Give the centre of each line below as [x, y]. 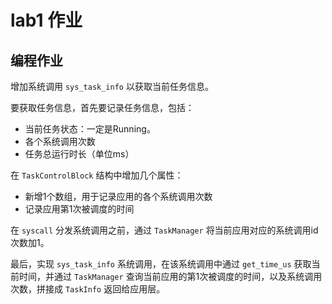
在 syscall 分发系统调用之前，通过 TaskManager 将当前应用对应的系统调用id [164, 230]
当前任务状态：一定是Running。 [90, 129]
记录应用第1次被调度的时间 [79, 209]
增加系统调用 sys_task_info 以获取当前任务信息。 [112, 86]
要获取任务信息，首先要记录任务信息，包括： [102, 107]
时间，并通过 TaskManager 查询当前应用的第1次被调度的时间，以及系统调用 [170, 276]
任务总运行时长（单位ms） [79, 154]
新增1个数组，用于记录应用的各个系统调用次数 [118, 196]
